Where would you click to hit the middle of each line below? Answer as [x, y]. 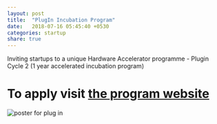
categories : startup [37, 33]
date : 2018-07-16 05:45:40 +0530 [58, 26]
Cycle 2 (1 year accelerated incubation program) [76, 66]
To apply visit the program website [108, 94]
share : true [24, 39]
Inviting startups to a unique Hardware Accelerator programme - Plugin [108, 59]
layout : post [26, 13]
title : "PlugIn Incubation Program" [61, 20]
